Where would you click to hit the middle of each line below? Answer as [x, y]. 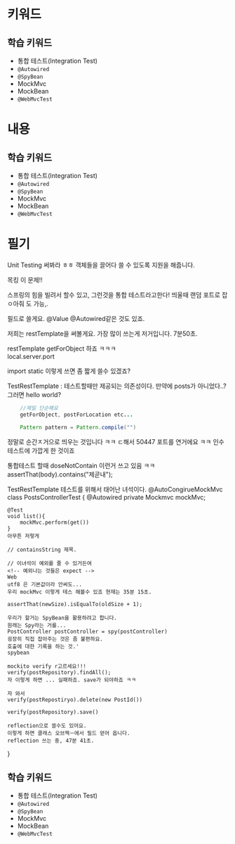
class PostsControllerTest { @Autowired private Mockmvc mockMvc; [107, 497]
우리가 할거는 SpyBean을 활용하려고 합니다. [62, 618]
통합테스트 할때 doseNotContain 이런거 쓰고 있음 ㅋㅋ [81, 465]
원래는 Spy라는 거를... [37, 625]
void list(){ [26, 516]
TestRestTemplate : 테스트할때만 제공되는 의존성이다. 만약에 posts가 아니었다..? [117, 386]
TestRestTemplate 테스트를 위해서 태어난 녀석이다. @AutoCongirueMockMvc [115, 489]
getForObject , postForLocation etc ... [76, 415]
